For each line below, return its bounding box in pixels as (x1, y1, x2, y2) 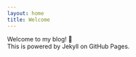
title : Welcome (7, 16, 51, 23)
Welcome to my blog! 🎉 (7, 35, 73, 43)
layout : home (7, 9, 44, 17)
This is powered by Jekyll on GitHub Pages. (7, 42, 130, 50)
